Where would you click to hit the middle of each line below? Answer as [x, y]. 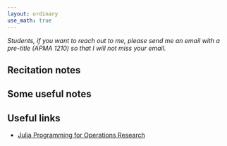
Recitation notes [44, 70]
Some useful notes [49, 94]
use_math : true [30, 20]
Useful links [34, 118]
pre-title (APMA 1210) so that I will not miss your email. [87, 48]
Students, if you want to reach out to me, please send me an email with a [114, 40]
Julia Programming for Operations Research [81, 135]
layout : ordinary [33, 14]
